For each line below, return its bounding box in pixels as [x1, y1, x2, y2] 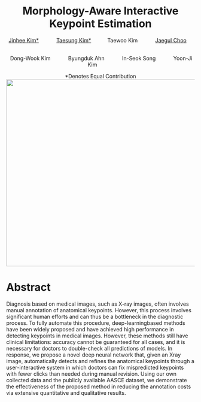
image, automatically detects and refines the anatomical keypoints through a [6, 357, 194, 364]
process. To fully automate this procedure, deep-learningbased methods [6, 319, 185, 327]
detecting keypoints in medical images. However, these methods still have [6, 332, 188, 339]
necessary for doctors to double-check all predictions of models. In [6, 345, 172, 352]
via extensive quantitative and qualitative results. [6, 389, 126, 396]
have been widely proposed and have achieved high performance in [6, 325, 175, 333]
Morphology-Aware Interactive [22, 4, 179, 18]
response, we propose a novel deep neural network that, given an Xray [6, 351, 181, 358]
